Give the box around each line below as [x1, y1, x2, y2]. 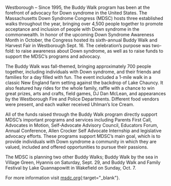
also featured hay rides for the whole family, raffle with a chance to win [5, 85, 155, 91]
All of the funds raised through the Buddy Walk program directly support [5, 111, 158, 117]
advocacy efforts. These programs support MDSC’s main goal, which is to [5, 133, 161, 139]
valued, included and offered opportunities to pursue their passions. [5, 144, 149, 150]
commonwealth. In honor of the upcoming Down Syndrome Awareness [5, 32, 154, 37]
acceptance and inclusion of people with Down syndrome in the [5, 26, 139, 32]
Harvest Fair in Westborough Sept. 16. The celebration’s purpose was [5, 43, 151, 48]
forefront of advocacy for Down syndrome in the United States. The [5, 10, 148, 16]
